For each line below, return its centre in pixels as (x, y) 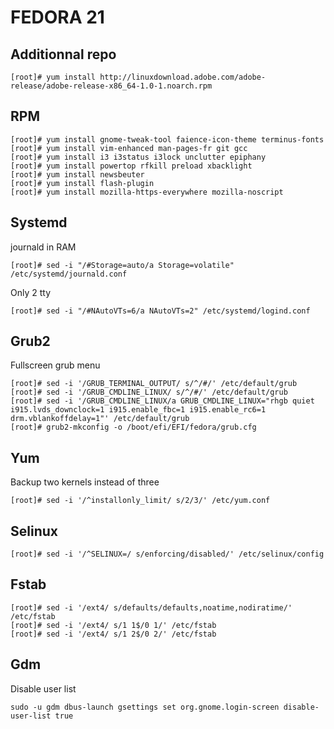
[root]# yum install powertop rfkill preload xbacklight (131, 166)
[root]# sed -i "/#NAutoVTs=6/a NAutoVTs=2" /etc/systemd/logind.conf (160, 311)
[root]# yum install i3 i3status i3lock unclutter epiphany (138, 157)
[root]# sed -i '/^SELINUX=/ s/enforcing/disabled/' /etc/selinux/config (167, 554)
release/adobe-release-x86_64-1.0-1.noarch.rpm (111, 86)
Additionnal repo (63, 54)
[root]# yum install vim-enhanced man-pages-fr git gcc (129, 148)
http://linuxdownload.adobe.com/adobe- (183, 77)
